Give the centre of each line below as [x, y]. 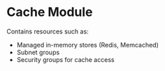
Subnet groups [38, 52]
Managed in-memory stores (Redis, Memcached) [87, 45]
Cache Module [50, 12]
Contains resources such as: [48, 31]
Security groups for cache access [65, 59]
